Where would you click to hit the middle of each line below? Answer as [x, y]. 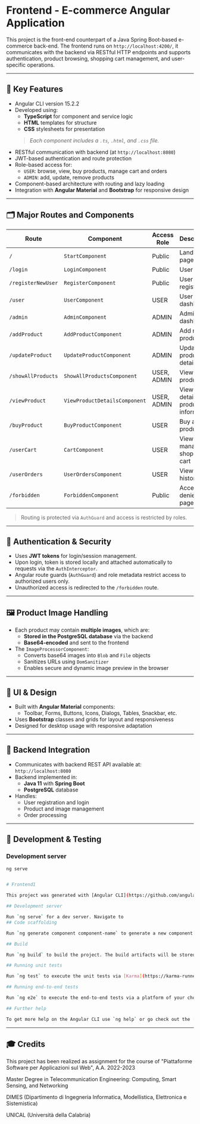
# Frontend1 [21, 885]
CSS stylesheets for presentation [64, 129]
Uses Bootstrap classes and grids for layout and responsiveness [94, 719]
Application [35, 23]
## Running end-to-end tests [42, 987]
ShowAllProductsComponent [100, 376]
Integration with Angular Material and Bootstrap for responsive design [102, 190]
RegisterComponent [90, 283]
